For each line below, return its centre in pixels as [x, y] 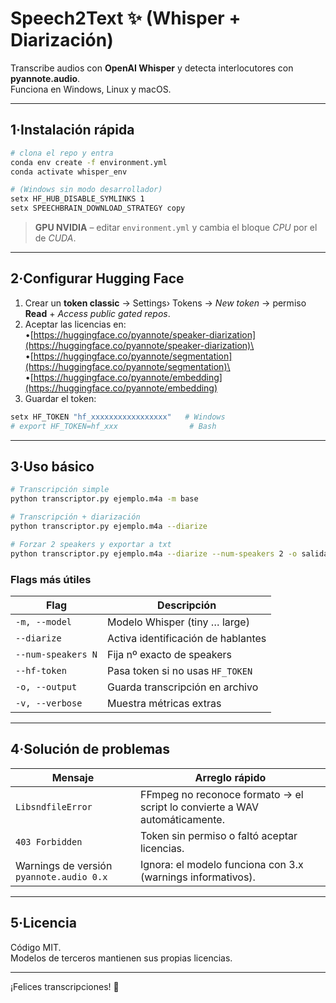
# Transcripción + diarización [75, 517]
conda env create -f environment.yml [89, 162]
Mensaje [73, 777]
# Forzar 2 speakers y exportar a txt [91, 544]
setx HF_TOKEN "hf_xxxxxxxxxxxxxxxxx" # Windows [118, 417]
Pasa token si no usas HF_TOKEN [179, 670]
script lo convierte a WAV [199, 807]
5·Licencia [43, 923]
